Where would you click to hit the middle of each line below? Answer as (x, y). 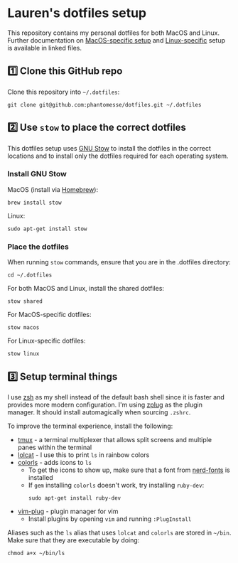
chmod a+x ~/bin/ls (36, 553)
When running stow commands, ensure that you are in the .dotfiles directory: (119, 262)
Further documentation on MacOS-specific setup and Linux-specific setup (117, 40)
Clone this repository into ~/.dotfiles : (64, 92)
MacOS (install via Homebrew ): (53, 189)
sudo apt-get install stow (47, 229)
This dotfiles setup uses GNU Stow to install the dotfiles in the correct (109, 148)
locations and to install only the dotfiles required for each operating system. (118, 156)
